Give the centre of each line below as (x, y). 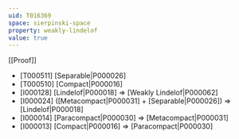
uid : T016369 (30, 15)
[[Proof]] (23, 60)
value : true (28, 38)
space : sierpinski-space (49, 23)
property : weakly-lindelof (53, 30)
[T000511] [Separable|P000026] (73, 75)
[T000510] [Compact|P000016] (71, 84)
